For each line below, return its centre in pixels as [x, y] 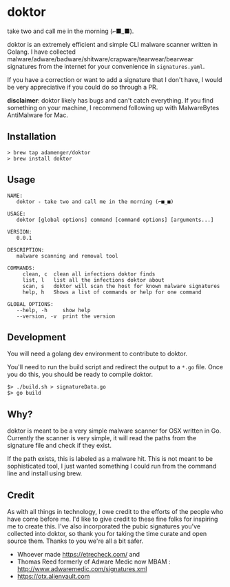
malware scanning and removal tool [67, 256]
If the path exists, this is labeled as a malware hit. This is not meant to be [110, 459]
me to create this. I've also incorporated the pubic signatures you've [104, 526]
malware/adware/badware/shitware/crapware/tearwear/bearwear [101, 59]
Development [37, 337]
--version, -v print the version [66, 316]
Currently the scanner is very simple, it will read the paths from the [102, 438]
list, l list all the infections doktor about [94, 280]
